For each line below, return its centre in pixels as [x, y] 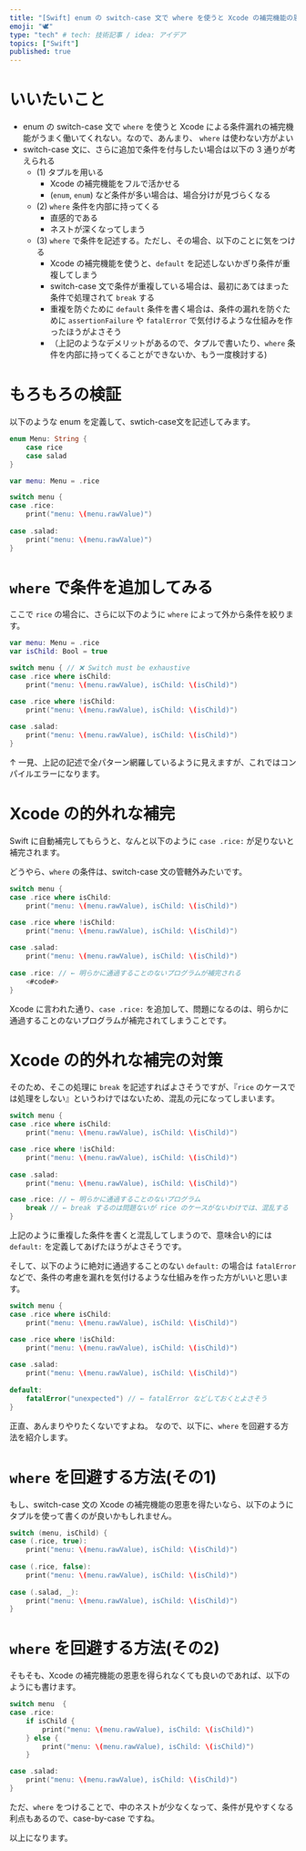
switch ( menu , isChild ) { [58, 1533]
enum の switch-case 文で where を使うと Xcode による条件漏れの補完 [154, 127]
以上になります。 [41, 1837]
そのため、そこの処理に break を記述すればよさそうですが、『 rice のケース [149, 1087]
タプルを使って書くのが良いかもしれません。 [93, 1516]
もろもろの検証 [66, 395]
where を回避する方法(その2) [115, 1648]
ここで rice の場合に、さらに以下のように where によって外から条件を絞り [148, 614]
